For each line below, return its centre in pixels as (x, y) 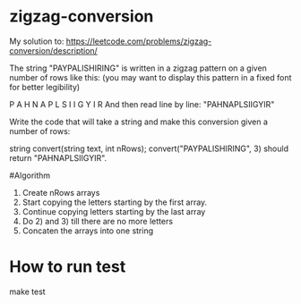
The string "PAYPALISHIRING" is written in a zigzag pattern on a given (138, 68)
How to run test (68, 267)
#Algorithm (30, 175)
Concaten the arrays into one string (88, 231)
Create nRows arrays (61, 192)
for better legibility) (45, 87)
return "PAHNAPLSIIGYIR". (58, 157)
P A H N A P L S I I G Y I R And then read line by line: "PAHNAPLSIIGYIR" (142, 104)
